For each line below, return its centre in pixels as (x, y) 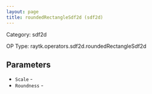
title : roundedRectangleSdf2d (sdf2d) (55, 17)
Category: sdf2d (26, 34)
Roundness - (29, 86)
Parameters (29, 64)
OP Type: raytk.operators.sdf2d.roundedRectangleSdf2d (76, 46)
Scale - (24, 79)
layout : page (23, 12)
